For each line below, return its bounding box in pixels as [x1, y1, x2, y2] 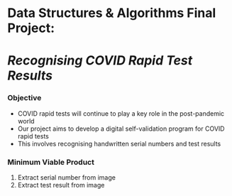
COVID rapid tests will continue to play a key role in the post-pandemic [17, 109, 225, 118]
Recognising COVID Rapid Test [7, 53, 193, 69]
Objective [7, 93, 42, 103]
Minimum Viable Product [7, 157, 94, 167]
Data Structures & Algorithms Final [7, 5, 216, 21]
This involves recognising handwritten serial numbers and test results [17, 139, 221, 148]
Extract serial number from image [17, 173, 116, 182]
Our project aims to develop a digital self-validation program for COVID [17, 124, 225, 133]
